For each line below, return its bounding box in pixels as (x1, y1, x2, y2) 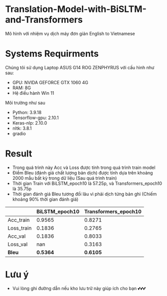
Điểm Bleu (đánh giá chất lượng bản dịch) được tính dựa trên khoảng (12, 169, 153, 175)
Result (5, 148, 32, 159)
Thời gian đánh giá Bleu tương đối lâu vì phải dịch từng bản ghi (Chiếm (12, 191, 157, 197)
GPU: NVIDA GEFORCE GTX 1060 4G (12, 79, 89, 85)
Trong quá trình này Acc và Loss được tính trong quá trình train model (12, 164, 156, 170)
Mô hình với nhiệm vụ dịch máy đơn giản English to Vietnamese (5, 30, 136, 36)
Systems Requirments (5, 48, 99, 59)
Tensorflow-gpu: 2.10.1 (12, 115, 59, 121)
